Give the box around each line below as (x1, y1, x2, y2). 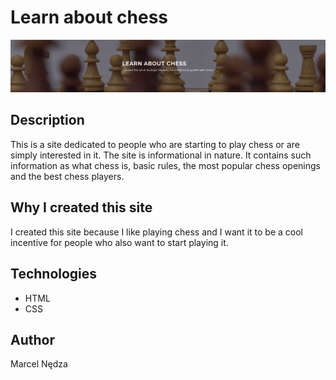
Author (10, 331, 55, 348)
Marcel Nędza (10, 358, 68, 370)
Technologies (10, 266, 98, 283)
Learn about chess (10, 6, 169, 29)
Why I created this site (10, 199, 153, 216)
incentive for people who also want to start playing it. (10, 236, 229, 248)
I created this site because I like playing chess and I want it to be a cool (10, 226, 303, 238)
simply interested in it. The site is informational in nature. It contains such (10, 149, 312, 161)
